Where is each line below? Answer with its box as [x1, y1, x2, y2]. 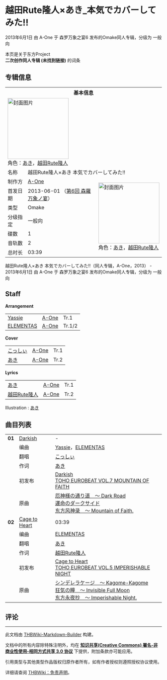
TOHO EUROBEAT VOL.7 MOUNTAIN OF [55, 477, 150, 484]
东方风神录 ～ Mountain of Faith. [55, 508, 134, 514]
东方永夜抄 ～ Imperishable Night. [55, 595, 137, 601]
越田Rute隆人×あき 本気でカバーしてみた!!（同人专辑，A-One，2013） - [5, 262, 152, 268]
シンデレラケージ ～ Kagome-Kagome [55, 580, 149, 587]
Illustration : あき [5, 405, 39, 411]
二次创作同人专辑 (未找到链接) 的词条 [5, 57, 81, 63]
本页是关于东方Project [5, 51, 51, 57]
